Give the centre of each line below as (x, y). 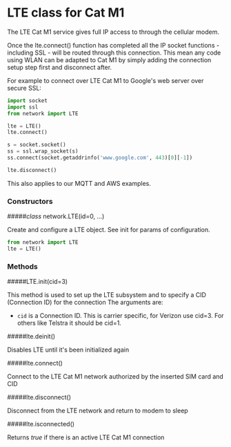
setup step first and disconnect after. (60, 67)
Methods (22, 266)
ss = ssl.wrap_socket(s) (43, 151)
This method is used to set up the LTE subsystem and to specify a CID (107, 295)
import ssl (23, 107)
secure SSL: (24, 88)
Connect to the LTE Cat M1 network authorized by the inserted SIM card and (115, 377)
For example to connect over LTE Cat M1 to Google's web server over (106, 80)
